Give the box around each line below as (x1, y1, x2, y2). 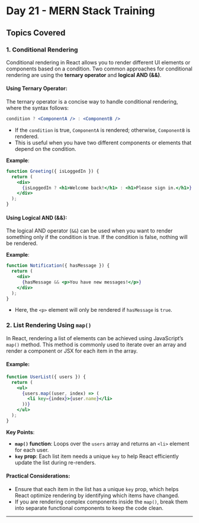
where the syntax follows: (6, 105, 69, 112)
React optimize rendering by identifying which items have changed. (14, 492, 179, 499)
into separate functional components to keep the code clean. (14, 504, 164, 511)
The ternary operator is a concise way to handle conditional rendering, (6, 98, 178, 105)
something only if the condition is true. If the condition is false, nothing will (6, 234, 188, 241)
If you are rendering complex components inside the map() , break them (14, 498, 188, 505)
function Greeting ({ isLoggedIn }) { (6, 168, 99, 174)
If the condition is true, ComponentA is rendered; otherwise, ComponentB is (14, 126, 191, 134)
